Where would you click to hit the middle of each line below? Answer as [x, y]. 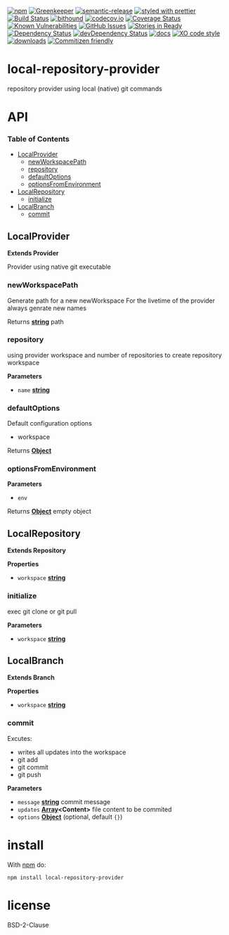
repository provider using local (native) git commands [85, 89]
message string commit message [64, 801]
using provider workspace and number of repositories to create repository [115, 355]
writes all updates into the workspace [72, 752]
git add [28, 759]
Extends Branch [31, 678]
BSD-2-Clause [28, 924]
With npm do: [27, 865]
